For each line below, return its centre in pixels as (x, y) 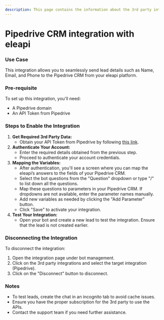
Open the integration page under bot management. (63, 258)
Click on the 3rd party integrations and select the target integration (79, 263)
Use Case (17, 59)
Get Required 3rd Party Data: (42, 137)
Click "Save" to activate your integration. (60, 209)
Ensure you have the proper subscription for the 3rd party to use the (81, 302)
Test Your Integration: (35, 215)
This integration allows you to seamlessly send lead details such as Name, (80, 70)
